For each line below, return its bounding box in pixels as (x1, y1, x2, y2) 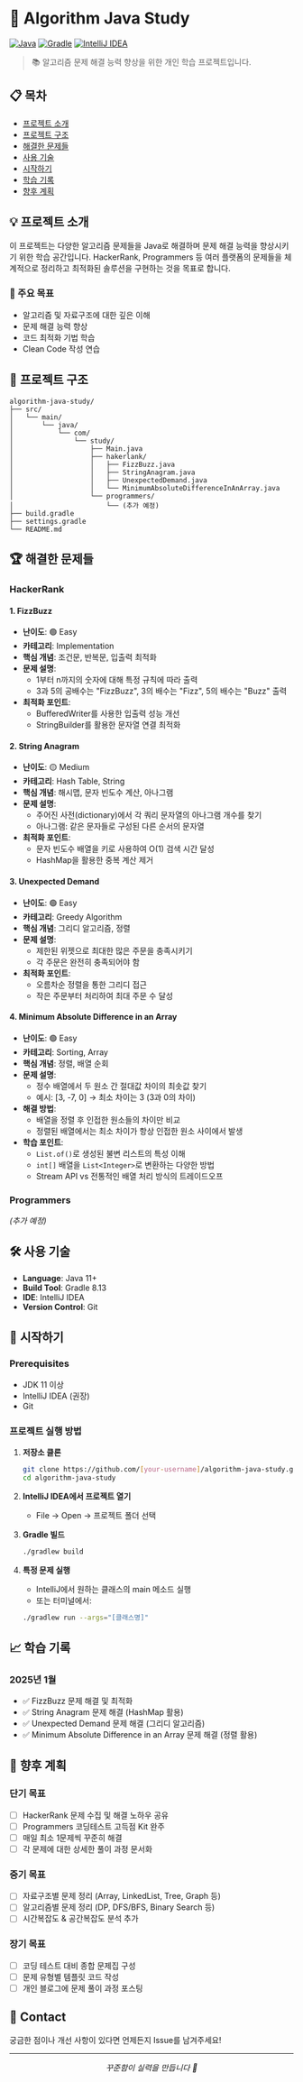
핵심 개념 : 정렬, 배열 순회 (22, 1058, 109, 1069)
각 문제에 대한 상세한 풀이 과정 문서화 (22, 1843, 153, 1854)
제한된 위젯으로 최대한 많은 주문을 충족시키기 (35, 945, 193, 956)
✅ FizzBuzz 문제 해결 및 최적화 (22, 1695, 133, 1707)
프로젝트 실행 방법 (9, 1425, 83, 1437)
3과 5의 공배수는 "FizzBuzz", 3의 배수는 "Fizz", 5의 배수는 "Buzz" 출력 (35, 685, 287, 697)
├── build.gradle (9, 509, 75, 518)
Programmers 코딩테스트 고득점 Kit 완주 (22, 1821, 165, 1831)
